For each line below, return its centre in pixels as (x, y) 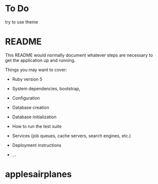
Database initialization (34, 117)
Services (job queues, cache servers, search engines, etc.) (71, 136)
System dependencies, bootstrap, (46, 89)
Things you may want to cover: (36, 70)
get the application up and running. (40, 60)
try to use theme (21, 22)
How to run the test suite (37, 126)
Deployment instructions (37, 145)
